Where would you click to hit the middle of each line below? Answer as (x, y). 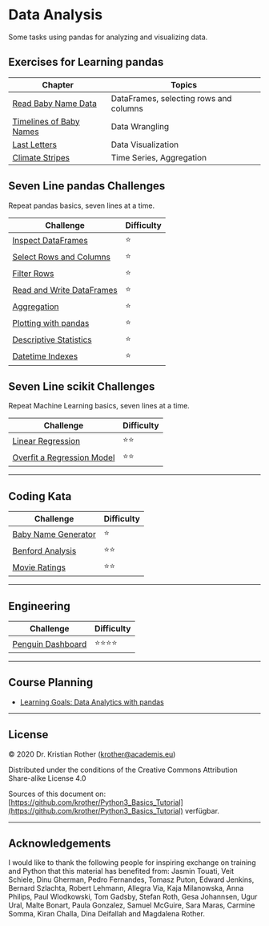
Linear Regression (46, 441)
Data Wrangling (140, 126)
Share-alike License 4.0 (47, 778)
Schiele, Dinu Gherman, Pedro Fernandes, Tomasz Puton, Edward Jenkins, (131, 879)
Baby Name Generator (54, 534)
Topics (184, 84)
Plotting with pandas (51, 323)
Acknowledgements (60, 844)
